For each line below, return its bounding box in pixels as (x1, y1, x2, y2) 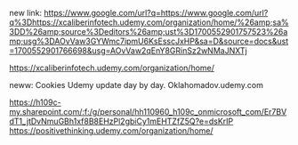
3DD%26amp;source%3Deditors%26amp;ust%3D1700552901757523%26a (9, 27, 288, 36)
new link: (9, 8, 43, 18)
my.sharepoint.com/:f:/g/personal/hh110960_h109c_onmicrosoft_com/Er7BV (9, 107, 287, 117)
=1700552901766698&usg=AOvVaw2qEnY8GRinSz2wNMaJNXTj (9, 45, 247, 56)
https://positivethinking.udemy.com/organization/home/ (9, 125, 213, 136)
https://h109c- (9, 97, 61, 108)
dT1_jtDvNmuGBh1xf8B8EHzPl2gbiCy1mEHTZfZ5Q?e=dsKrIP (9, 116, 234, 126)
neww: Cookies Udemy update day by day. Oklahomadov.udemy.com (9, 80, 264, 90)
